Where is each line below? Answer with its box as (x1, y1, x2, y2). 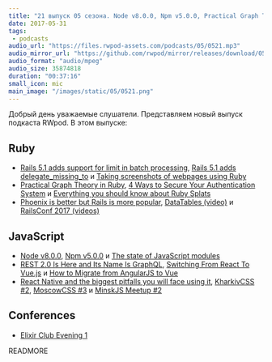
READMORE (8, 346, 49, 356)
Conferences (8, 309, 76, 322)
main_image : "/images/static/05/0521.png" (8, 87, 154, 96)
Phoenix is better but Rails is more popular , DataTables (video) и (19, 198, 234, 207)
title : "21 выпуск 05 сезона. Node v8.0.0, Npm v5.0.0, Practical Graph (8, 11, 259, 20)
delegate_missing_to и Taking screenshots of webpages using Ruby (19, 172, 247, 181)
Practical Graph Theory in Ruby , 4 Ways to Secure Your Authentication (19, 180, 256, 190)
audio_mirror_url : (8, 49, 70, 57)
